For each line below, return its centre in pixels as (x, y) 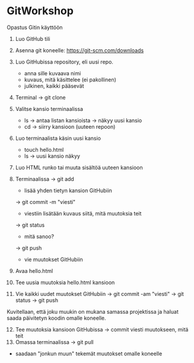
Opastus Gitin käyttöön (35, 27)
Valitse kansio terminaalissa (49, 109)
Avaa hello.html (34, 270)
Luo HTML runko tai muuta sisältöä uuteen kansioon (79, 167)
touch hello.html (44, 149)
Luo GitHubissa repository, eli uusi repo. (64, 62)
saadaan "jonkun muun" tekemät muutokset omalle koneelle (89, 354)
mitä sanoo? (39, 236)
